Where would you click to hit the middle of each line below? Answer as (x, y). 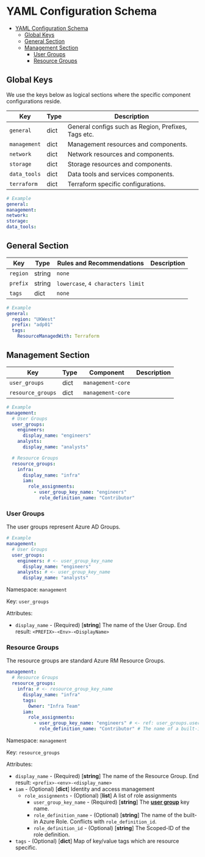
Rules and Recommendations (101, 263)
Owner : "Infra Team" (54, 706)
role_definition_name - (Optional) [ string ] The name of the (108, 815)
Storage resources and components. (120, 164)
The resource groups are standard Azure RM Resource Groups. (86, 661)
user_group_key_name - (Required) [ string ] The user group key (111, 802)
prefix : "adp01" (32, 325)
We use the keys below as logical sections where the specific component (99, 95)
